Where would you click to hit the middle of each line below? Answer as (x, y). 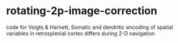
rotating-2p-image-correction (82, 11)
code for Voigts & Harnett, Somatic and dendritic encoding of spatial (90, 27)
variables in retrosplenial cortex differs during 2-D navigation (81, 33)
